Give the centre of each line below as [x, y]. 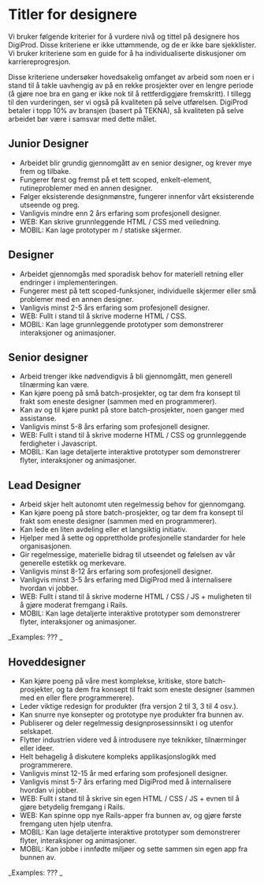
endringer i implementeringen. [69, 282]
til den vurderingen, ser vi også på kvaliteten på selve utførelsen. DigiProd [128, 102]
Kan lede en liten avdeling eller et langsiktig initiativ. [103, 529]
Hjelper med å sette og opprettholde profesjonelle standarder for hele [132, 538]
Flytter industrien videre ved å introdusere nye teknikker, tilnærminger [133, 740]
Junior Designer [48, 144]
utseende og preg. [50, 205]
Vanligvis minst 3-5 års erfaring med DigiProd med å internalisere [126, 580]
